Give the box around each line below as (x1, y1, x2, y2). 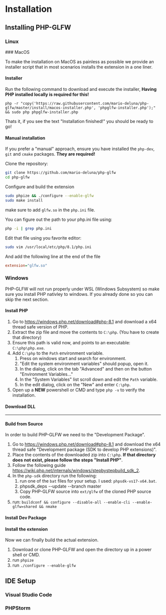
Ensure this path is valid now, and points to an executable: (12, 339, 130, 345)
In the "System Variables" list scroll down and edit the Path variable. (19, 376, 158, 382)
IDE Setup (5, 576, 36, 585)
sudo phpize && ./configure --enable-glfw (5, 194, 94, 199)
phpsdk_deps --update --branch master (19, 483, 101, 490)
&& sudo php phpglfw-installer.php (5, 110, 79, 115)
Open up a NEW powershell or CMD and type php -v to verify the (12, 387, 145, 393)
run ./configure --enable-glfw (12, 562, 76, 569)
